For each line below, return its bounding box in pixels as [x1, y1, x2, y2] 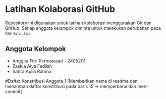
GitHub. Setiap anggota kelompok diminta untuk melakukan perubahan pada [5, 25, 161, 31]
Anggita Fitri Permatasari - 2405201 [12, 58, 86, 64]
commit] [5, 88, 22, 95]
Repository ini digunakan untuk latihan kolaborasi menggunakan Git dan [5, 20, 152, 26]
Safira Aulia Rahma [12, 68, 52, 74]
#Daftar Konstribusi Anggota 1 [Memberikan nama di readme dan [5, 78, 138, 84]
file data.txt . [5, 30, 32, 36]
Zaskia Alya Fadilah [12, 63, 52, 69]
